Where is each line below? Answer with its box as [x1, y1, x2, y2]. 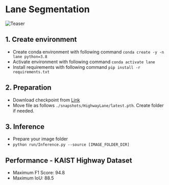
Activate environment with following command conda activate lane [12, 59, 156, 65]
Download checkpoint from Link [12, 97, 80, 103]
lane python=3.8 [12, 54, 47, 59]
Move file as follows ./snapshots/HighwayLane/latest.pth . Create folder [12, 102, 164, 108]
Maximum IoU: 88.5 [12, 175, 54, 181]
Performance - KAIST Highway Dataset [5, 156, 133, 165]
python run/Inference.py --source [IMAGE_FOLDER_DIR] [12, 142, 130, 147]
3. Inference [5, 122, 45, 131]
